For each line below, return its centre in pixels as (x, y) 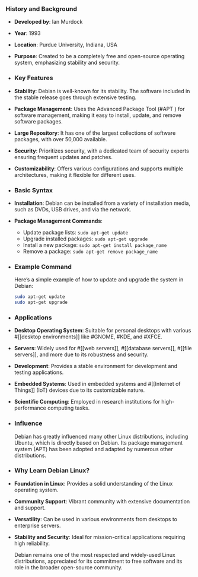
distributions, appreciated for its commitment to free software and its (98, 561)
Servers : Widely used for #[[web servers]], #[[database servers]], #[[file (103, 348)
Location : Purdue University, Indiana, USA (66, 45)
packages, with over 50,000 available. (60, 139)
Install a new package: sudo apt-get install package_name (95, 245)
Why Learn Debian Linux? (52, 471)
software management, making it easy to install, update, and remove (98, 115)
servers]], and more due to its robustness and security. (81, 354)
